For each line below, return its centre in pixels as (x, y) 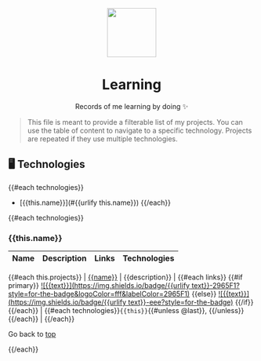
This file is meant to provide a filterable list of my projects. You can (135, 122)
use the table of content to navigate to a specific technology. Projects (140, 130)
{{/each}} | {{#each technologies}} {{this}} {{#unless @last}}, (108, 311)
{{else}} (204, 294)
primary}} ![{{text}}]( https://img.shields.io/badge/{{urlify (99, 286)
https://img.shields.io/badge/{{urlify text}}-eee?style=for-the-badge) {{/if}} (132, 302)
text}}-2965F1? (216, 286)
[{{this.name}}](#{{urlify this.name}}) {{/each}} (95, 202)
